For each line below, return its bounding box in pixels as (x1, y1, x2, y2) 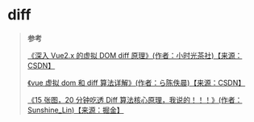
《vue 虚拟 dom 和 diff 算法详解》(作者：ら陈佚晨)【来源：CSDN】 (27, 78, 246, 87)
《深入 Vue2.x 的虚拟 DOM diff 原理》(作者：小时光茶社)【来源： (27, 50, 243, 60)
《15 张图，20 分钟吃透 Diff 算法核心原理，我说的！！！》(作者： (27, 95, 243, 104)
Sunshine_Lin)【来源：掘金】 (27, 105, 124, 115)
